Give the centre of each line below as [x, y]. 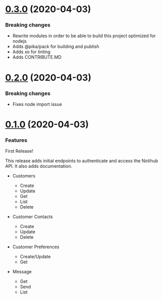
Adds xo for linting [31, 52]
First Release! [19, 151]
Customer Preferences [36, 247]
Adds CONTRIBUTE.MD [37, 57]
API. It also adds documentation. [39, 166]
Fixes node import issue [37, 104]
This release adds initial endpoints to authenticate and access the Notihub [82, 161]
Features [16, 140]
